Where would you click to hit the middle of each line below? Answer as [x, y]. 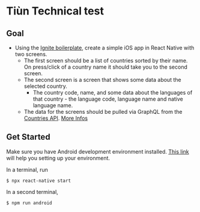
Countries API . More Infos [56, 118]
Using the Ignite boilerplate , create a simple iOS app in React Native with [105, 48]
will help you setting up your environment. [58, 158]
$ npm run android [29, 203]
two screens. [31, 54]
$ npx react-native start [38, 181]
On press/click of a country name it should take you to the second [105, 67]
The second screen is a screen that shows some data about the [102, 80]
